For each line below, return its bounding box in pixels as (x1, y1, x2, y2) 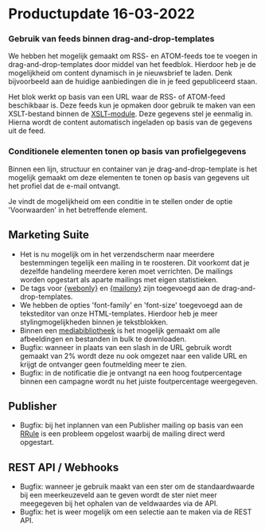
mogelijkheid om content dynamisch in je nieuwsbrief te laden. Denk (8, 69, 232, 78)
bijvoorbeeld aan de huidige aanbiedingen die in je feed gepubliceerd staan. (8, 77, 258, 86)
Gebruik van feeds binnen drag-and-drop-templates (8, 33, 215, 45)
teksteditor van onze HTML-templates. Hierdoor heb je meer (19, 309, 218, 318)
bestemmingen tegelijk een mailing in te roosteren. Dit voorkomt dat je (19, 258, 250, 267)
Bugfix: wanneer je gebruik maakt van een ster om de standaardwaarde (19, 482, 255, 491)
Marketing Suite (8, 228, 90, 242)
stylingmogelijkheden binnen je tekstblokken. (19, 317, 169, 327)
